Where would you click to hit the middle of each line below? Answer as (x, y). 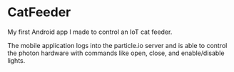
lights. (16, 60)
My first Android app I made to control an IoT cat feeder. (90, 32)
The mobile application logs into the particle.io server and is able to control (117, 45)
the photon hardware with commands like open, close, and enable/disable (116, 53)
